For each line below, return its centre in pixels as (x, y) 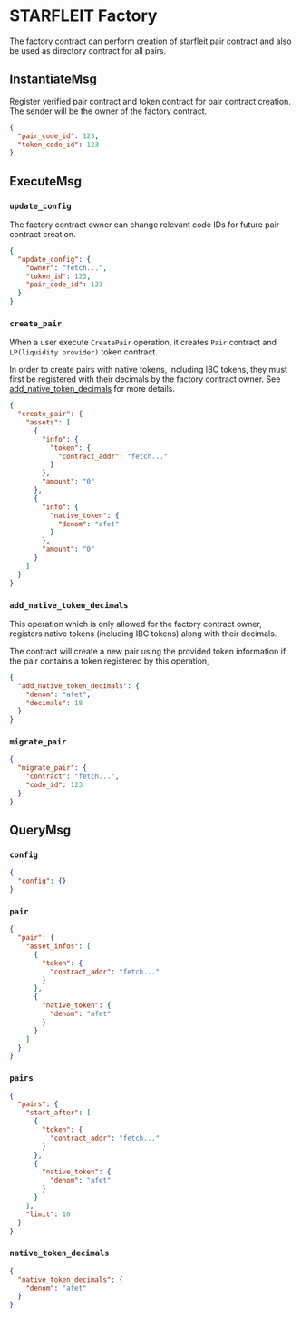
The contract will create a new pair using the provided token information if (148, 651)
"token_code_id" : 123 (58, 145)
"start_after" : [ (58, 1113)
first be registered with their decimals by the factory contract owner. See (145, 379)
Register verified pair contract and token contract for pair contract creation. (150, 101)
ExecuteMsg (46, 181)
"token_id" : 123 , (58, 276)
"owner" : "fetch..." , (66, 268)
